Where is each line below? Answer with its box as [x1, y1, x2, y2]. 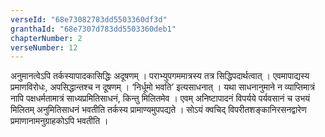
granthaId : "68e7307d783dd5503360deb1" [10, 24, 177, 34]
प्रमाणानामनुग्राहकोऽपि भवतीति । [10, 115, 109, 127]
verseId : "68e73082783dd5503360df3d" [10, 14, 168, 25]
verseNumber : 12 [10, 42, 78, 53]
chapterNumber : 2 [10, 33, 83, 43]
